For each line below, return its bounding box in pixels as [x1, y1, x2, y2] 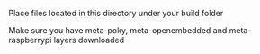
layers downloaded [53, 35, 125, 45]
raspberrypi [8, 35, 52, 45]
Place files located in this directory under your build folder [8, 8, 224, 18]
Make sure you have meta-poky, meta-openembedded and [8, 25, 228, 35]
